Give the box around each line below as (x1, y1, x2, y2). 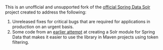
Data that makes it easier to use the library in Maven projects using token (12, 34, 159, 40)
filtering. (12, 39, 29, 45)
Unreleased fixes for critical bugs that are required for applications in (12, 19, 151, 24)
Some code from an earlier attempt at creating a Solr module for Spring (12, 29, 155, 34)
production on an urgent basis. (12, 24, 74, 30)
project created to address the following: (5, 9, 87, 15)
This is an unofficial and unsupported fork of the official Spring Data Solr (5, 4, 151, 10)
